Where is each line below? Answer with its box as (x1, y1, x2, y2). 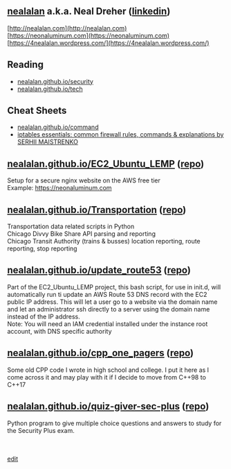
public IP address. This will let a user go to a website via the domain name (7, 298, 218, 306)
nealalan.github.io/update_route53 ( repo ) (7, 264, 192, 276)
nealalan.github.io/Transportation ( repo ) (7, 204, 187, 216)
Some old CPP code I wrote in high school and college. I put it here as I (7, 366, 210, 374)
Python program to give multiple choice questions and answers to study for (7, 419, 222, 427)
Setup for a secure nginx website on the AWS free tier (7, 176, 161, 185)
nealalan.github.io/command (17, 123, 99, 131)
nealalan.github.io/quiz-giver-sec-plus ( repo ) (7, 400, 210, 412)
